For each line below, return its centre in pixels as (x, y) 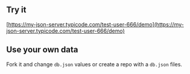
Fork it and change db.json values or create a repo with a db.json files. (94, 64)
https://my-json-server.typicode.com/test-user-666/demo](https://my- (96, 24)
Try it (16, 10)
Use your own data (42, 50)
